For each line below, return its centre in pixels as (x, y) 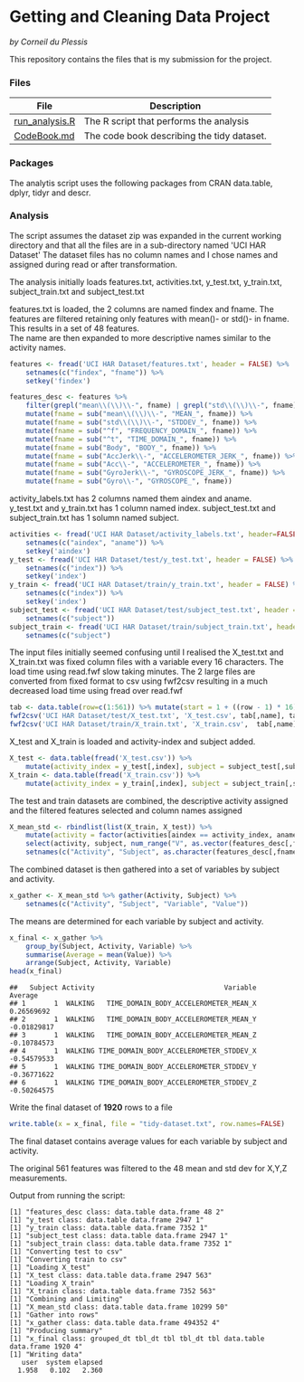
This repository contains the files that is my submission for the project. (141, 59)
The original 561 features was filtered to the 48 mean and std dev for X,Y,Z (148, 1169)
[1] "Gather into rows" (54, 1315)
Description (176, 106)
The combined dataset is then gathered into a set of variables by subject (145, 869)
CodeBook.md (44, 136)
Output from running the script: (67, 1196)
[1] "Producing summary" (56, 1331)
